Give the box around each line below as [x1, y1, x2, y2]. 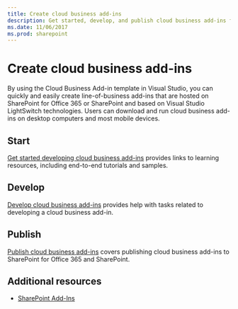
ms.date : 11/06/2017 [7, 23, 69, 30]
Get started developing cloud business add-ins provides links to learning [7, 154, 220, 162]
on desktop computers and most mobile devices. [17, 114, 161, 123]
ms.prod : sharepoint [7, 30, 69, 38]
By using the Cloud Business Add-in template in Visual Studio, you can [7, 84, 214, 93]
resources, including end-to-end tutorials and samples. [7, 161, 169, 169]
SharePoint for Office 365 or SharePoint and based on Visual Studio [7, 99, 205, 108]
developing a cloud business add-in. [7, 208, 114, 216]
